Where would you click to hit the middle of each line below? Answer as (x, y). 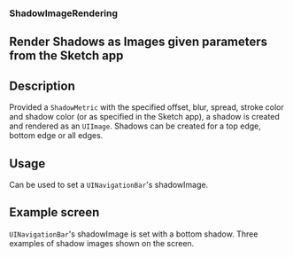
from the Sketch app (66, 56)
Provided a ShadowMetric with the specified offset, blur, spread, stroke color (147, 107)
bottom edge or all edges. (56, 136)
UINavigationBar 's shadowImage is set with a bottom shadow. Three (134, 234)
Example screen (54, 212)
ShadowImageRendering (63, 13)
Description (42, 86)
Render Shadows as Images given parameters (139, 42)
